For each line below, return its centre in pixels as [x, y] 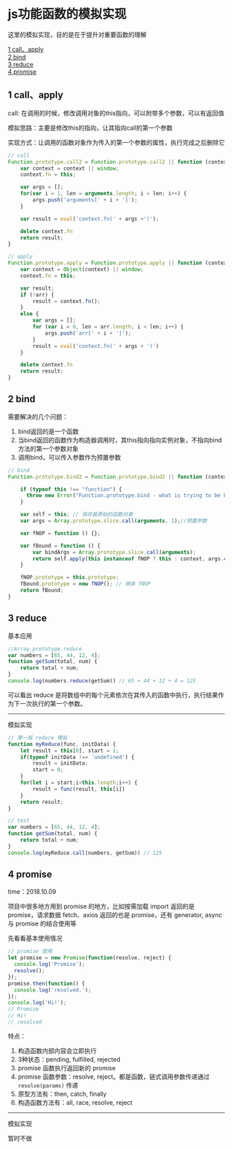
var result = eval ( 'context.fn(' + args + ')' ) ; [89, 219]
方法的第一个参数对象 [48, 449]
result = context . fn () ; [66, 301]
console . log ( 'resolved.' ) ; [53, 990]
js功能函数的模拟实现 [67, 14]
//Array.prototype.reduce [45, 649]
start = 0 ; [48, 770]
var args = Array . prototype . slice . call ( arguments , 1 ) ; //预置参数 [114, 521]
